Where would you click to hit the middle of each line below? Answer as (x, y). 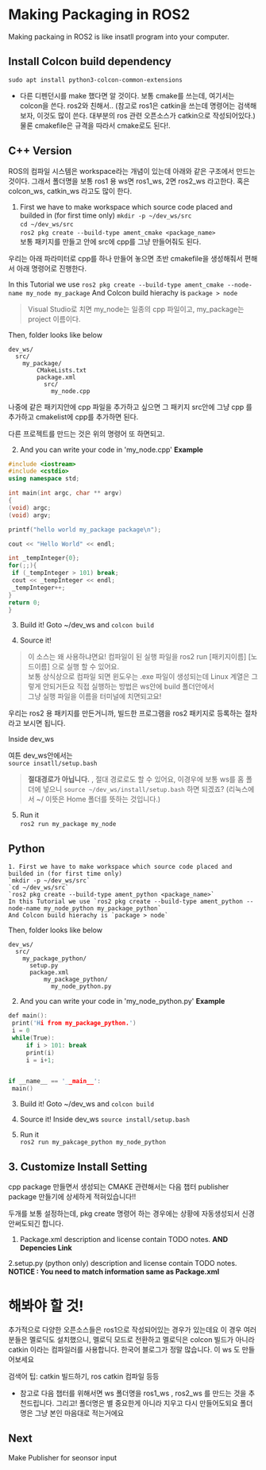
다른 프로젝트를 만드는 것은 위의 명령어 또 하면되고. (87, 434)
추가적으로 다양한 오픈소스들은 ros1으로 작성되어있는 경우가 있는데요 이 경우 (125, 1329)
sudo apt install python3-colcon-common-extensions (95, 80)
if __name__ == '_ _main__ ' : (55, 1082)
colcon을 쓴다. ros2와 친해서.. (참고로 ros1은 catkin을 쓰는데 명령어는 (127, 106)
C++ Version (40, 151)
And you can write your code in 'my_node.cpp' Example (112, 449)
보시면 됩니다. (44, 723)
